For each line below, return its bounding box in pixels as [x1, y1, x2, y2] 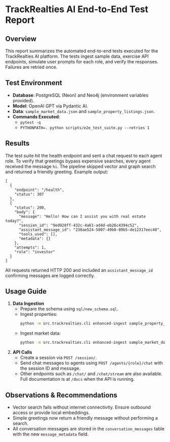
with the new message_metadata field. [12, 431, 89, 437]
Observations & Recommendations [5, 391, 118, 399]
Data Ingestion [12, 300, 45, 307]
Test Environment [5, 78, 62, 87]
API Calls [12, 349, 32, 355]
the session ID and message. [20, 366, 81, 372]
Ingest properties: [20, 311, 58, 317]
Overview [5, 34, 37, 43]
